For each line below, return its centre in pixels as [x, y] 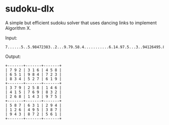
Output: [13, 56]
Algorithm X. [18, 28]
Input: [11, 38]
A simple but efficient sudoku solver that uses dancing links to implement [81, 23]
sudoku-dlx [30, 9]
